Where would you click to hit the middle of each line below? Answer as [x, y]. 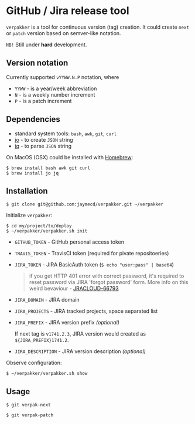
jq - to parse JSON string [43, 146]
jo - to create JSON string [44, 139]
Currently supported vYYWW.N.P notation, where [63, 77]
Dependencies [33, 119]
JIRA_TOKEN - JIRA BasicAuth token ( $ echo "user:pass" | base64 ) [94, 265]
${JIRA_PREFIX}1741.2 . [42, 340]
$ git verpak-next [28, 405]
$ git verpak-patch [30, 415]
